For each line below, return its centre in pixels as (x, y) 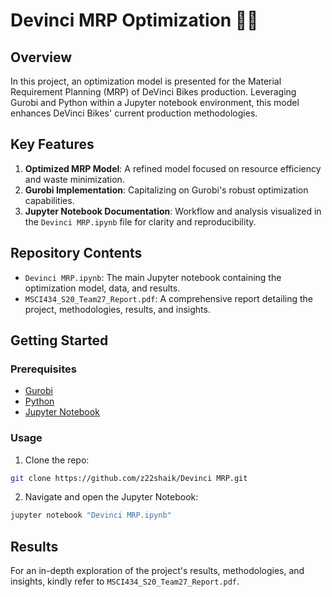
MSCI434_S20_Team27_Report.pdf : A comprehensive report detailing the (168, 298)
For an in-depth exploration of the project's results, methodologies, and (157, 571)
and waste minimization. (74, 179)
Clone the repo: (57, 460)
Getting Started (59, 340)
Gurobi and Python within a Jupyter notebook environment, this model (155, 102)
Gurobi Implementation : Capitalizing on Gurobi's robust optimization (166, 190)
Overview (41, 57)
